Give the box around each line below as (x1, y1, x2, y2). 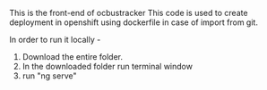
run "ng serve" (22, 70, 77, 81)
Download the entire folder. (22, 52, 124, 61)
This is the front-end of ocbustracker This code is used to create (9, 8, 248, 18)
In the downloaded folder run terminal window (22, 61, 193, 71)
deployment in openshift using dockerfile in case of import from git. (9, 17, 258, 28)
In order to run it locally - (9, 35, 101, 45)
